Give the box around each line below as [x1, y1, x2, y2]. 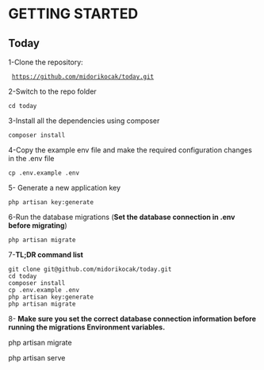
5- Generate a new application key [8, 183, 121, 192]
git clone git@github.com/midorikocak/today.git [8, 265, 172, 273]
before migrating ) [8, 221, 67, 230]
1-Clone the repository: [8, 57, 83, 67]
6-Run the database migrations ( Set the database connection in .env [8, 212, 235, 222]
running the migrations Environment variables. [8, 322, 166, 332]
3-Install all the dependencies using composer [8, 116, 160, 125]
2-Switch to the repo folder [8, 87, 97, 96]
